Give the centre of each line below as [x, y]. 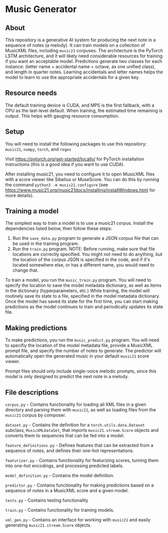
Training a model [32, 211]
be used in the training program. [46, 244]
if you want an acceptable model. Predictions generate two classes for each [84, 61]
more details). [20, 195]
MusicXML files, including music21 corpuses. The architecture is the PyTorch [84, 51]
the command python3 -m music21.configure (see [57, 185]
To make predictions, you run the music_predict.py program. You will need [82, 340]
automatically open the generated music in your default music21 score [77, 356]
